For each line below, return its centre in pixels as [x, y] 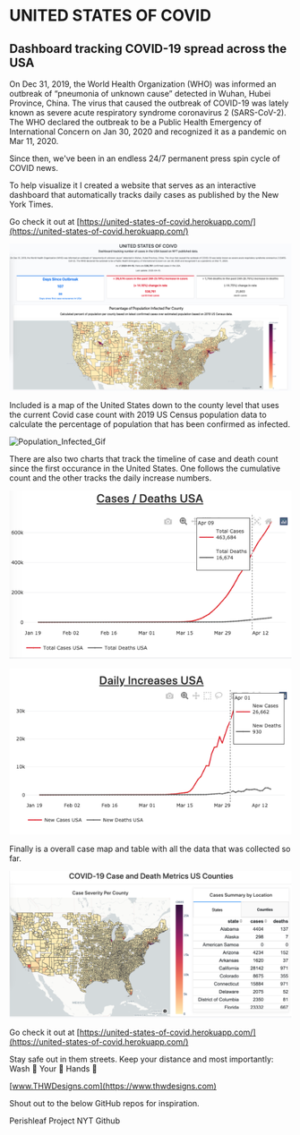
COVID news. [34, 168]
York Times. [31, 204]
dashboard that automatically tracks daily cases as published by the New [144, 195]
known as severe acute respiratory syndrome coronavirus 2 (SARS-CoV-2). [148, 112]
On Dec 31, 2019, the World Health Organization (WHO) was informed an [143, 84]
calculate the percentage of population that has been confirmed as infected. [150, 424]
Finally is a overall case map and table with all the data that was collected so [150, 849]
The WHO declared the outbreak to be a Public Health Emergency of [136, 122]
